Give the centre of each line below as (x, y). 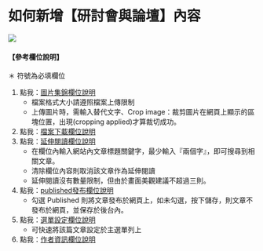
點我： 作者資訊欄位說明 (57, 239)
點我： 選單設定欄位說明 (57, 220)
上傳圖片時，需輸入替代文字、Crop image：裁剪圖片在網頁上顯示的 (140, 112)
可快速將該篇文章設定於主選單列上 (86, 230)
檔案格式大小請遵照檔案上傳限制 (83, 102)
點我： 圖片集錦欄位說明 (57, 93)
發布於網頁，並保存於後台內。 (79, 210)
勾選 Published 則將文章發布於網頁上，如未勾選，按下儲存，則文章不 (142, 200)
